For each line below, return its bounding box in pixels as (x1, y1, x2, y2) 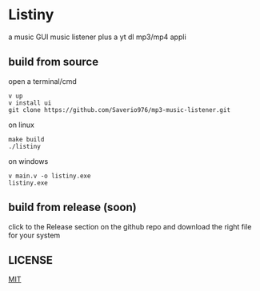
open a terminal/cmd (8, 76, 78, 86)
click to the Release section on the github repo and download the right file (8, 221, 252, 231)
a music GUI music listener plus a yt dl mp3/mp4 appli (8, 32, 186, 42)
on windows (8, 156, 49, 165)
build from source (8, 55, 98, 69)
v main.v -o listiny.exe (8, 172, 91, 180)
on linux (8, 120, 34, 130)
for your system (8, 230, 61, 240)
